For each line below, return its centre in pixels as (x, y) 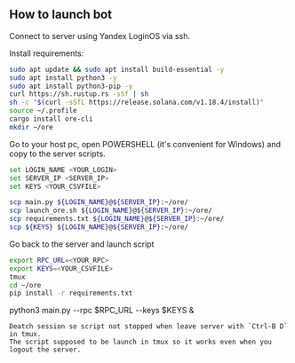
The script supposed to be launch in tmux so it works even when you (141, 342)
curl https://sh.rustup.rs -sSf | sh (79, 94)
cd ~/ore (25, 285)
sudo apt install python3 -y (63, 78)
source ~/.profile (43, 111)
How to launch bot (61, 15)
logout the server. (45, 350)
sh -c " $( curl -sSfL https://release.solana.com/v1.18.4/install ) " (137, 103)
